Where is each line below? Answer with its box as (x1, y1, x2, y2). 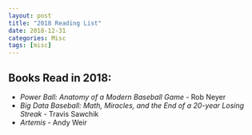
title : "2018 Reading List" (8, 19, 102, 27)
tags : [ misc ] (8, 42, 52, 50)
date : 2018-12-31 (8, 26, 66, 34)
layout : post (8, 11, 52, 20)
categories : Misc (8, 34, 66, 42)
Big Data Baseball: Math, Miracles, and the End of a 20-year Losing (19, 101, 245, 110)
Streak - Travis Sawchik (19, 109, 99, 118)
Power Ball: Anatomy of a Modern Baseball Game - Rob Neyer (19, 92, 226, 101)
